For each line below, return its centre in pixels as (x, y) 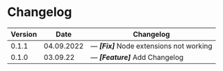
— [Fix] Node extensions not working (151, 46)
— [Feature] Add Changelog (137, 57)
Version (24, 34)
